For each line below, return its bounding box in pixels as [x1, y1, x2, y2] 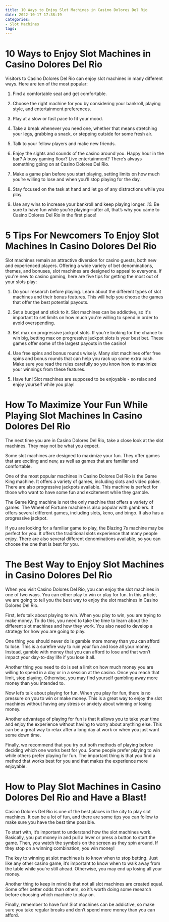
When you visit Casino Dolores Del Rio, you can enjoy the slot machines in [5, 586, 159, 592]
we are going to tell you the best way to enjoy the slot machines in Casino [5, 597, 158, 603]
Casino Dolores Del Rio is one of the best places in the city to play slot [5, 808, 151, 814]
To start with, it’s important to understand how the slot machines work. [5, 829, 152, 835]
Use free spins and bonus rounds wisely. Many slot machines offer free [12, 350, 161, 356]
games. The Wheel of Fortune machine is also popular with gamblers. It [5, 504, 154, 510]
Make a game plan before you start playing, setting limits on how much [12, 171, 160, 177]
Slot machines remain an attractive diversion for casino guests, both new [5, 257, 157, 263]
